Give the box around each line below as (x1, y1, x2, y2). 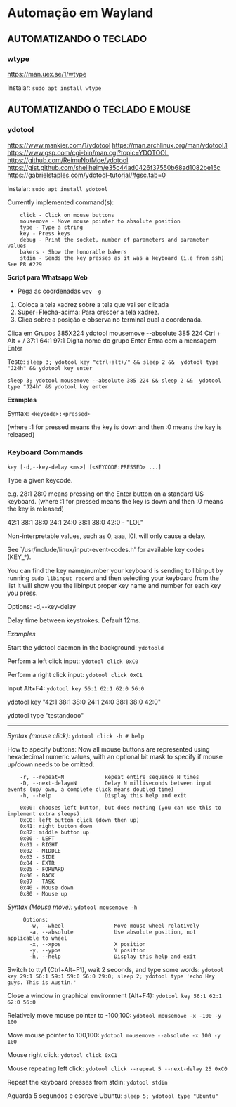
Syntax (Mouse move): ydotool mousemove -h (7, 903, 138, 911)
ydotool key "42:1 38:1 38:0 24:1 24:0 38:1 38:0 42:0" (7, 697, 162, 706)
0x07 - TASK (20, 878, 55, 885)
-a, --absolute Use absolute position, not (29, 929, 197, 936)
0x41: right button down (20, 823, 93, 830)
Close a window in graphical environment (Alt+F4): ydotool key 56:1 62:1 (7, 991, 223, 1000)
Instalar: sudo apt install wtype (7, 83, 102, 92)
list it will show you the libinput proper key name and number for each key (7, 581, 221, 589)
